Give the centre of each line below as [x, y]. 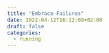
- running [27, 39]
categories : [24, 33]
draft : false [26, 26]
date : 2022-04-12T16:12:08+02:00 [55, 20]
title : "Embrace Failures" [46, 13]
